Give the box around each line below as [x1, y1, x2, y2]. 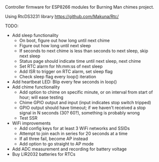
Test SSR [19, 115, 38, 121]
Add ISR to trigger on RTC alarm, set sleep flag [19, 69, 113, 74]
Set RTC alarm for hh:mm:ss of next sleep [19, 63, 103, 69]
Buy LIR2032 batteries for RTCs [12, 151, 76, 157]
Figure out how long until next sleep [19, 43, 91, 48]
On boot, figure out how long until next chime [19, 37, 110, 43]
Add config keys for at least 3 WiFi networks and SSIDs [19, 126, 130, 131]
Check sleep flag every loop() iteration [19, 74, 96, 79]
